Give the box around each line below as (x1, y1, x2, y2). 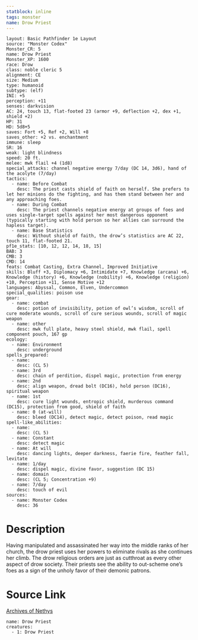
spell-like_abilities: (6, 420, 62, 425)
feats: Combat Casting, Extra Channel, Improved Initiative (6, 264, 158, 270)
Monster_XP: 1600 (6, 57, 49, 63)
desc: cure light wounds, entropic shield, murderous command (17, 399, 174, 405)
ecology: (6, 337, 28, 343)
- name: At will (11, 446, 52, 452)
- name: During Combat (11, 202, 68, 208)
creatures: (6, 624, 33, 630)
